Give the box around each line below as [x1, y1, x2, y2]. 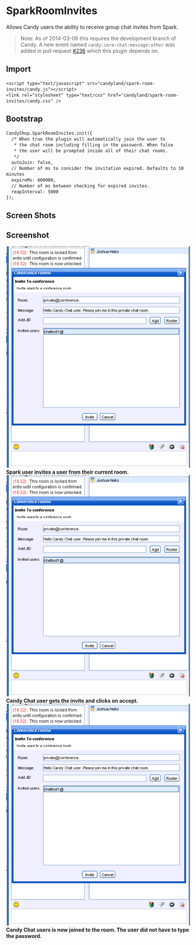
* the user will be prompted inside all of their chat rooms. [13, 148, 168, 153]
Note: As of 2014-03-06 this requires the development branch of [20, 35, 176, 42]
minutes [6, 171, 25, 177]
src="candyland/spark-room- [86, 80, 156, 86]
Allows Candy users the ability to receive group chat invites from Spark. [6, 23, 178, 30]
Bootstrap [6, 114, 43, 124]
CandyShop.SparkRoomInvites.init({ [6, 130, 93, 136]
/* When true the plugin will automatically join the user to [11, 136, 166, 142]
